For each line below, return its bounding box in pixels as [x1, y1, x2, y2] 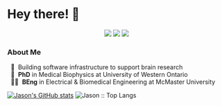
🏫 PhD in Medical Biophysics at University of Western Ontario [10, 71, 189, 79]
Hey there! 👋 [7, 6, 80, 22]
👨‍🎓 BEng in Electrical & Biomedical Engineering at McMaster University [10, 78, 216, 86]
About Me [7, 47, 42, 57]
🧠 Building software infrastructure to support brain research [10, 63, 183, 71]
